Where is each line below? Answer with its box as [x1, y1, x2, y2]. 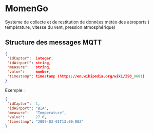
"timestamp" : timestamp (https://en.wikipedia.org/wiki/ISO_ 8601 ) [7, 74, 145, 79]
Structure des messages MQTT [5, 38, 102, 47]
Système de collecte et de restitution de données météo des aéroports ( [5, 19, 150, 25]
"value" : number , [7, 69, 51, 75]
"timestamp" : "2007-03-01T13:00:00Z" [7, 119, 84, 124]
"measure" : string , [7, 65, 51, 70]
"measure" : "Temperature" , [7, 110, 67, 115]
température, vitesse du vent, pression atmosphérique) [5, 24, 115, 30]
